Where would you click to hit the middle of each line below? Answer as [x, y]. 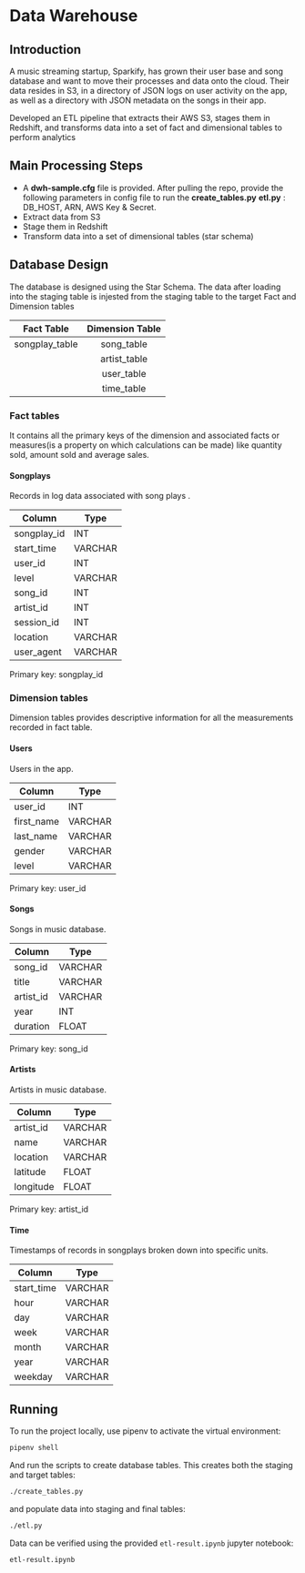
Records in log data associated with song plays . [100, 496]
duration [32, 1026]
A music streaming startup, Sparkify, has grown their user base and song [147, 71]
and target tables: [42, 1475]
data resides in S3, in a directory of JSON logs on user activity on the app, [148, 91]
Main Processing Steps [76, 166]
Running [34, 1409]
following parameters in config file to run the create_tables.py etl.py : [154, 198]
